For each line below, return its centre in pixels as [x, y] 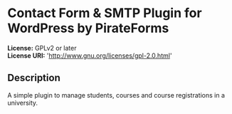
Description [34, 78]
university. [22, 103]
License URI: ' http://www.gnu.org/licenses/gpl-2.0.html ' [90, 56]
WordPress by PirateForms [88, 28]
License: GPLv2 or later [42, 48]
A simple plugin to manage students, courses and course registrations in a [116, 95]
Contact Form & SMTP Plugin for [105, 13]
